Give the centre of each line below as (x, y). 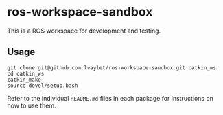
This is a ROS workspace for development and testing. (84, 31)
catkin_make (24, 80)
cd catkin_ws (26, 73)
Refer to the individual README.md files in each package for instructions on (110, 98)
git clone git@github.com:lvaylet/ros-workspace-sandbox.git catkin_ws (111, 68)
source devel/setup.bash (43, 86)
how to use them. (32, 105)
